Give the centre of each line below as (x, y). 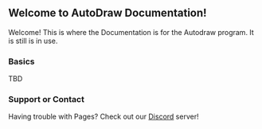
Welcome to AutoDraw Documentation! (108, 13)
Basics (22, 61)
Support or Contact (47, 100)
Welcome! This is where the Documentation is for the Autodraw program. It (131, 32)
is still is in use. (33, 41)
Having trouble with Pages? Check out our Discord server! (104, 117)
